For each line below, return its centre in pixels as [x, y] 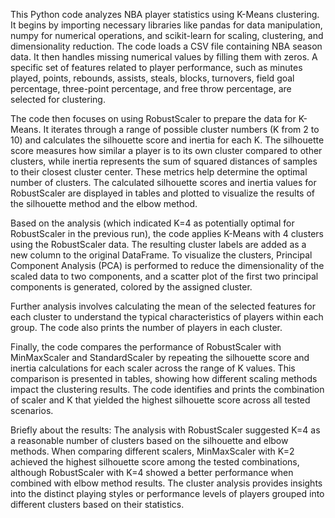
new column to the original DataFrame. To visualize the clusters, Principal [161, 255]
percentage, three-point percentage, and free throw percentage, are [151, 88]
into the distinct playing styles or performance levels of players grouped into [167, 493]
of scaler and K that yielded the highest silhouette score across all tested [160, 400]
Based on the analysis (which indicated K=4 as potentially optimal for [152, 223]
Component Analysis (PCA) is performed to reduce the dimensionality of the [167, 265]
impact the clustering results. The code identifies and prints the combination [167, 389]
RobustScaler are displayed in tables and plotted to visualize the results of [162, 193]
